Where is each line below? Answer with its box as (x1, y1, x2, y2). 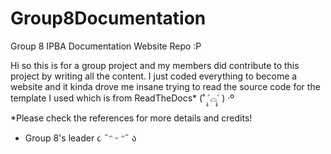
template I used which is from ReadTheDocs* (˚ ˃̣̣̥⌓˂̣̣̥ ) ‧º (10, 92, 235, 104)
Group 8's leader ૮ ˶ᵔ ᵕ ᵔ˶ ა (24, 132, 137, 144)
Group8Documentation (10, 7, 207, 30)
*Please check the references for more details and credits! (10, 112, 253, 124)
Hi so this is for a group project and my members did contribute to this (10, 59, 300, 71)
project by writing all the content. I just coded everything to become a (10, 70, 298, 82)
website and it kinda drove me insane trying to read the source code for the (10, 80, 321, 92)
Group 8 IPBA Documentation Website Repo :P (10, 40, 202, 52)
